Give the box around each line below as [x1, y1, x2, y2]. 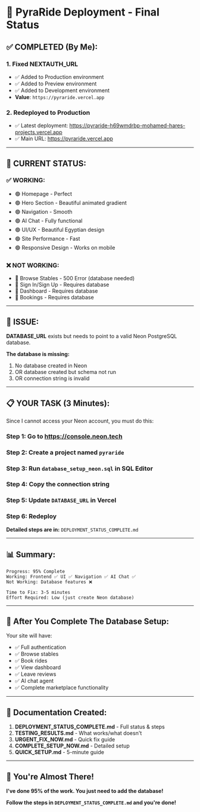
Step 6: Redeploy [6, 512, 57, 520]
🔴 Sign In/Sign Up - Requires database [14, 281, 110, 289]
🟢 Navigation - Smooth [14, 208, 73, 215]
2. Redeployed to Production [6, 108, 90, 117]
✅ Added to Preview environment [14, 80, 97, 87]
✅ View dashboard [14, 664, 61, 671]
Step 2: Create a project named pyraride [6, 448, 124, 456]
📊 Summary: [6, 550, 55, 560]
